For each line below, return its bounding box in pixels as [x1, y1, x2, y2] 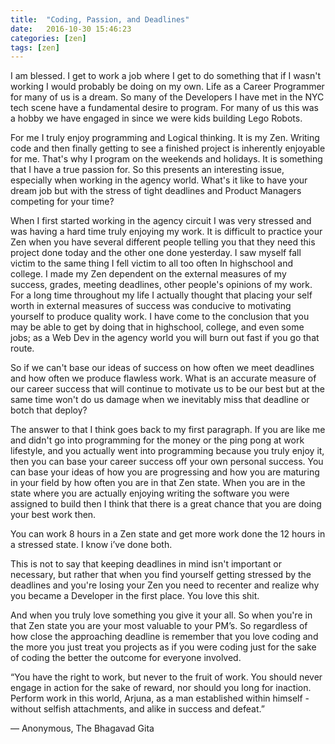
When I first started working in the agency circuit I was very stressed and [10, 215, 312, 227]
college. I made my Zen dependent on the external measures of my [10, 268, 287, 280]
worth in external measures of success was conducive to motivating [10, 300, 292, 312]
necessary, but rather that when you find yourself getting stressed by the [10, 569, 312, 581]
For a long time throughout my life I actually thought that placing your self [10, 289, 313, 301]
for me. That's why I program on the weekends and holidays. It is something [10, 153, 323, 165]
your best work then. [10, 509, 97, 521]
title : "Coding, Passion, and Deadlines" [10, 14, 190, 25]
